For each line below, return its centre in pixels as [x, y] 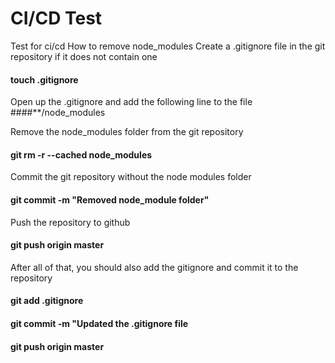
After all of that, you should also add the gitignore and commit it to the [154, 267]
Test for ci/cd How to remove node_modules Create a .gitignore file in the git [168, 46]
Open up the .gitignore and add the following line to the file [131, 102]
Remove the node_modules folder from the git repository [127, 132]
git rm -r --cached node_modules [81, 154]
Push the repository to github [70, 222]
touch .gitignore [44, 79]
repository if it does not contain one [84, 56]
